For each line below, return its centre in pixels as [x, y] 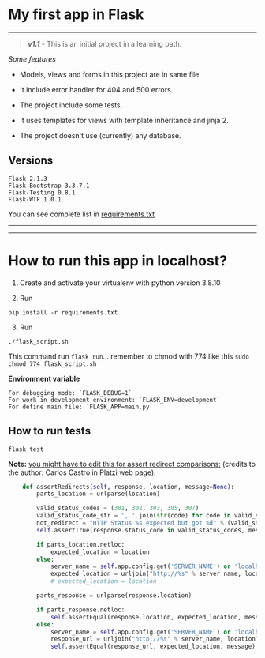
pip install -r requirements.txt [63, 312]
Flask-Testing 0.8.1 [42, 192]
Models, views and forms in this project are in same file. [110, 74]
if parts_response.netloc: [81, 610]
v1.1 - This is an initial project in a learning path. [105, 43]
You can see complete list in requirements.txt [82, 214]
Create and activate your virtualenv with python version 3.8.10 [120, 283]
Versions [31, 161]
